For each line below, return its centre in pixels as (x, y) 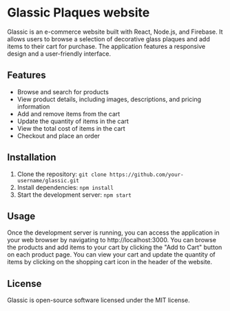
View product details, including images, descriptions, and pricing (109, 99)
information (33, 106)
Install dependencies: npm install (65, 187)
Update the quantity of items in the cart (73, 121)
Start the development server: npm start (74, 195)
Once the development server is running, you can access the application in (113, 233)
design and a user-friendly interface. (59, 54)
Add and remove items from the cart (69, 114)
